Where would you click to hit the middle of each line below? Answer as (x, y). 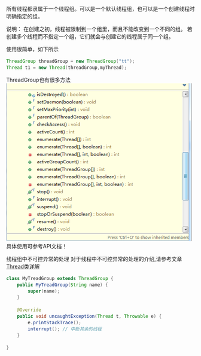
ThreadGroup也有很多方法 (38, 80)
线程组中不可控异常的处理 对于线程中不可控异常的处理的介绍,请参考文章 (94, 258)
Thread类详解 (23, 266)
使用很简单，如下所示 (32, 49)
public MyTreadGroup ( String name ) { (63, 285)
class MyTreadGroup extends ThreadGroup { (60, 278)
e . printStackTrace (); (55, 322)
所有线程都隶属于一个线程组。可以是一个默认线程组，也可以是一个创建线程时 (100, 9)
